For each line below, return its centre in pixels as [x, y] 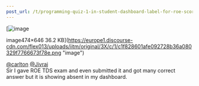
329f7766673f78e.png [34, 52]
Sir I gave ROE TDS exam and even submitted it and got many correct [91, 70]
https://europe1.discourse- [100, 40]
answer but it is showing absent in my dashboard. [67, 77]
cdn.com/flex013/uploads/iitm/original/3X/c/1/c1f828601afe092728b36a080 [99, 46]
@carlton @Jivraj [27, 64]
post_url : [18, 12]
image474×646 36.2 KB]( [37, 40]
